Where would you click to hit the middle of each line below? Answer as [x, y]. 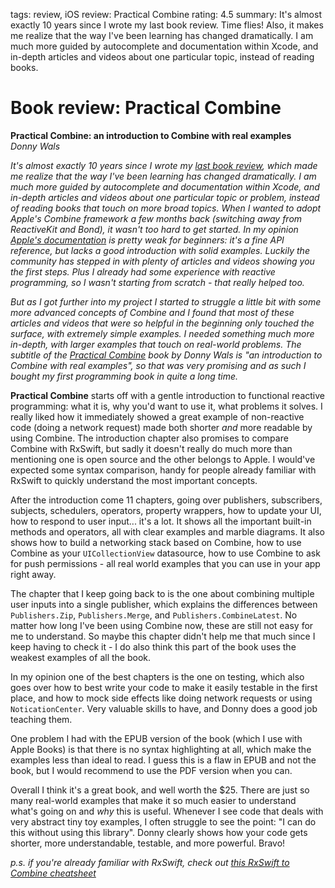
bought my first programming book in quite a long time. [124, 376]
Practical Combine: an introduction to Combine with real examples [151, 135]
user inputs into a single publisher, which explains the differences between [164, 604]
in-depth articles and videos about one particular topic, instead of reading [162, 57]
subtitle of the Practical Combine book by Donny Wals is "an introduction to [166, 355]
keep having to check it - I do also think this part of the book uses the [153, 646]
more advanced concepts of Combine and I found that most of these [152, 312]
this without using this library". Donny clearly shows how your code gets [159, 832]
